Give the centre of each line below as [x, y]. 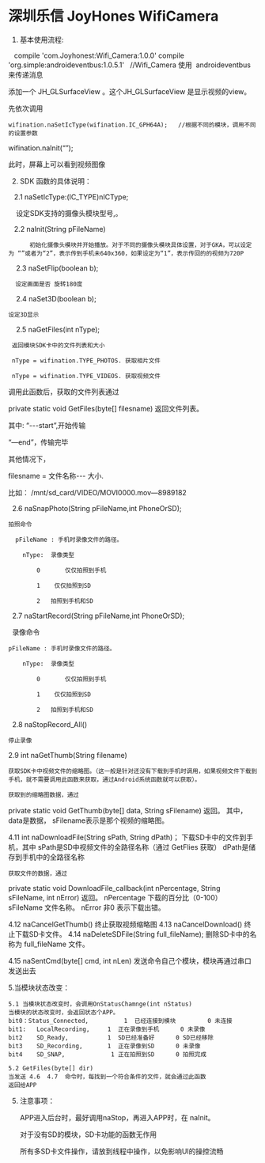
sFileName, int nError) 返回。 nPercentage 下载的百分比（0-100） [115, 897]
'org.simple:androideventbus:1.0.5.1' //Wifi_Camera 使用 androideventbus [130, 65]
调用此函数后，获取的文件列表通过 [64, 392]
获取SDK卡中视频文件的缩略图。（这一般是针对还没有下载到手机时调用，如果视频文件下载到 [133, 771]
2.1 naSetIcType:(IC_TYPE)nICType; [71, 197]
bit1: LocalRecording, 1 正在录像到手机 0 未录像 [107, 1029]
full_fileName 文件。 [56, 944]
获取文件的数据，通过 [38, 873]
